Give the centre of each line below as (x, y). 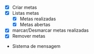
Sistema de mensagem (36, 46)
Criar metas (25, 7)
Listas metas (26, 13)
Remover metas (29, 36)
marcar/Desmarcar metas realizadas (50, 31)
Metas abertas (35, 24)
